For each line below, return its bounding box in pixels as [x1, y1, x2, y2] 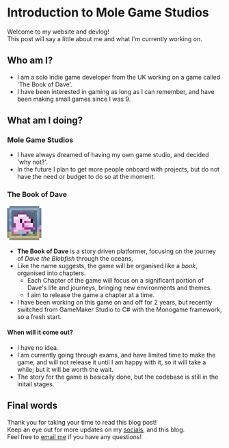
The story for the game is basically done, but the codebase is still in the [16, 373, 219, 381]
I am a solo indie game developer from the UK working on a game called [16, 73, 221, 81]
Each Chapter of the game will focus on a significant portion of [27, 276, 204, 284]
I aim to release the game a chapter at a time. [27, 290, 155, 299]
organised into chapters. [16, 269, 86, 277]
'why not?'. [16, 158, 48, 166]
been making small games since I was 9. [16, 95, 131, 103]
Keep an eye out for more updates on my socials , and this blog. [7, 425, 185, 434]
